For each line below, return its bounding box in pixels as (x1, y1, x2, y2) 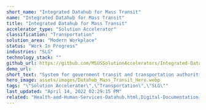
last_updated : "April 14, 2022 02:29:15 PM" (6, 89, 122, 95)
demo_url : (6, 65, 32, 72)
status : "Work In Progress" (6, 43, 78, 50)
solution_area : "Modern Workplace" (6, 37, 97, 43)
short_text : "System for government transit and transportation (6, 71, 174, 78)
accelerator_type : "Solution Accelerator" (6, 26, 116, 32)
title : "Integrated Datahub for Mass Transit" (6, 20, 128, 26)
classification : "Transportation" (6, 32, 95, 38)
